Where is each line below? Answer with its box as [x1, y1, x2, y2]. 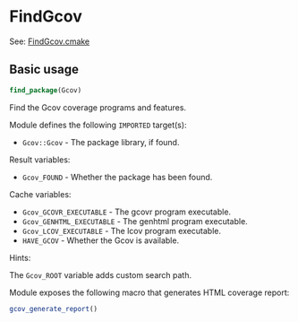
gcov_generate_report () [9, 304, 98, 313]
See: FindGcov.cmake [9, 36, 90, 47]
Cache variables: [9, 188, 72, 199]
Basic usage [9, 62, 79, 77]
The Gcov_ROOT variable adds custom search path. [9, 269, 192, 280]
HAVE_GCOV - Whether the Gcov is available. [21, 235, 180, 246]
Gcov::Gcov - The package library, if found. [21, 136, 180, 147]
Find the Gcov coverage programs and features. [9, 101, 186, 113]
